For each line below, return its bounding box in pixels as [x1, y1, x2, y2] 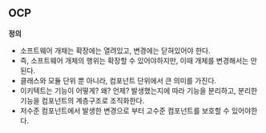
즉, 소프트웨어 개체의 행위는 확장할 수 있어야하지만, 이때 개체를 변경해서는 [19, 55, 249, 65]
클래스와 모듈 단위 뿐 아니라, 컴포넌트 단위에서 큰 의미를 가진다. [19, 75, 217, 85]
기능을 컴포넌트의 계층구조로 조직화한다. [19, 95, 145, 105]
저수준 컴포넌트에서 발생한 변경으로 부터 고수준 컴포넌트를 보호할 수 [19, 106, 230, 115]
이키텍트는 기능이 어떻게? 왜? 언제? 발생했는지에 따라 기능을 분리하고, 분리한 [19, 86, 258, 95]
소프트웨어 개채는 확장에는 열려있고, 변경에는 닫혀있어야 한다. [19, 46, 211, 55]
